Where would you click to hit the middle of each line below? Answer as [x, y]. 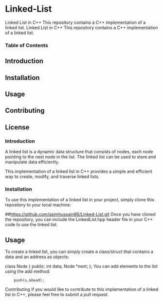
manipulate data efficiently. [32, 162]
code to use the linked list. [31, 225]
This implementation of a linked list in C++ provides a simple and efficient [79, 172]
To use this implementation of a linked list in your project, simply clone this [80, 200]
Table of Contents [27, 45]
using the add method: [28, 271]
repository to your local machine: [38, 205]
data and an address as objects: [37, 257]
